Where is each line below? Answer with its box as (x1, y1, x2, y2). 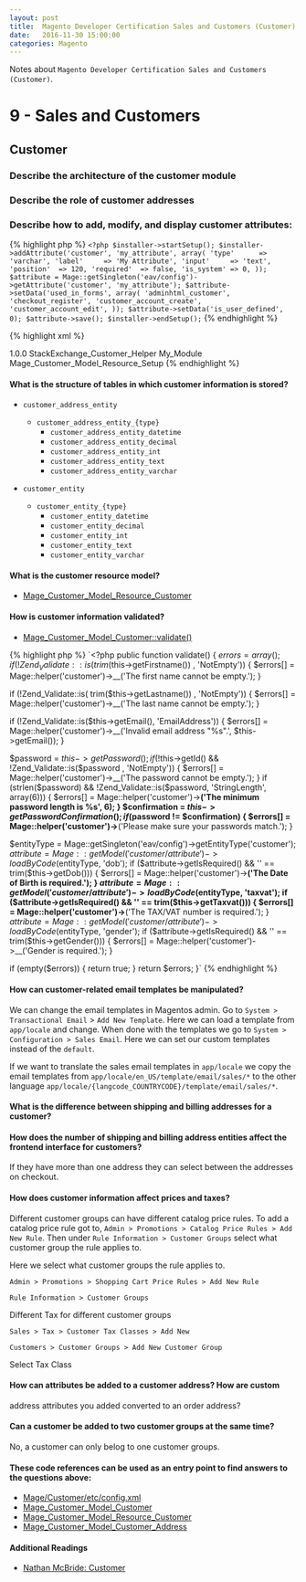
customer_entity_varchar (49, 551, 145, 560)
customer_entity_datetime (49, 512, 149, 522)
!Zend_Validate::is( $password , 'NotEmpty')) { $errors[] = (9, 763, 225, 774)
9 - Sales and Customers (9, 106, 201, 126)
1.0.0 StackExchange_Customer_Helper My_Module (9, 348, 203, 359)
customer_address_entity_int (49, 448, 162, 457)
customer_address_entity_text (49, 458, 165, 467)
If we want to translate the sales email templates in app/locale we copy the (9, 1060, 291, 1071)
